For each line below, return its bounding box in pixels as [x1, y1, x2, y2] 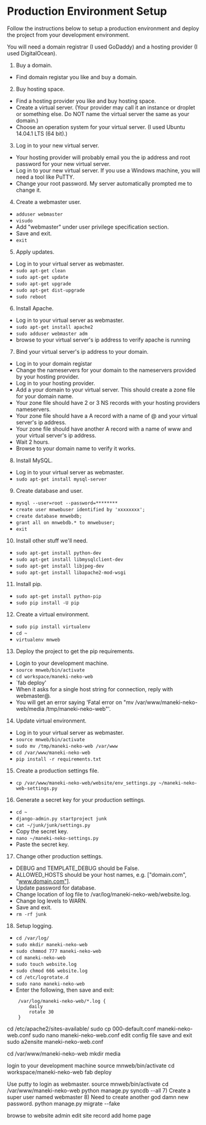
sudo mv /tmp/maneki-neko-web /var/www [15, 743, 118, 749]
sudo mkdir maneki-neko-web [15, 941, 88, 947]
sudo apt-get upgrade [15, 281, 71, 287]
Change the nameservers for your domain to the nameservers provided [15, 366, 196, 374]
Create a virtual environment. [15, 610, 90, 618]
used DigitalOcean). [7, 49, 57, 57]
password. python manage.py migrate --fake [7, 1100, 120, 1107]
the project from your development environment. [7, 31, 130, 38]
